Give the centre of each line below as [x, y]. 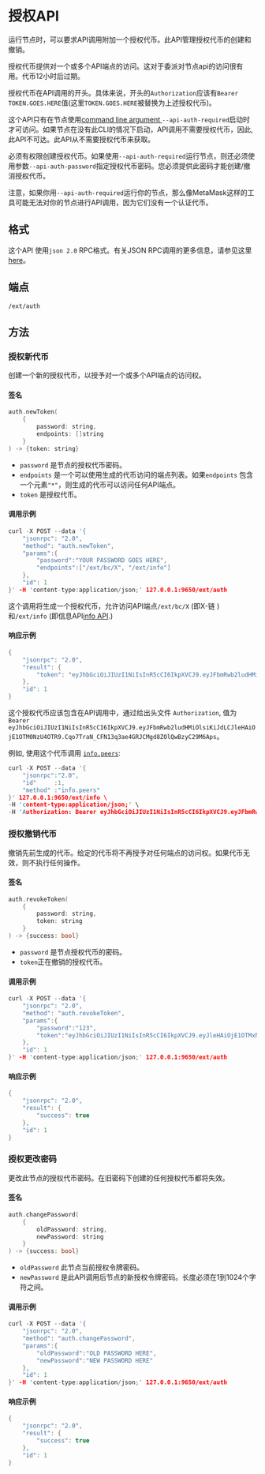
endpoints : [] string [70, 434]
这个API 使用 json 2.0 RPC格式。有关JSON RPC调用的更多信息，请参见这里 [130, 250]
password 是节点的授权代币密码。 [73, 465]
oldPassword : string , [72, 1229]
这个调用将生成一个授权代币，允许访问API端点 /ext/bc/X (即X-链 [112, 606]
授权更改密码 [33, 1159]
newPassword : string [70, 1236]
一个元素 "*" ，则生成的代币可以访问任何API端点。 [99, 484]
